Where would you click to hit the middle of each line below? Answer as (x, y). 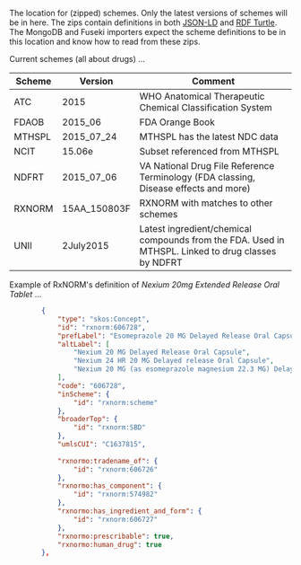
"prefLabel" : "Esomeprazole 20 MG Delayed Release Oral (163, 336)
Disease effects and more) (195, 188)
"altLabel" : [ (83, 344)
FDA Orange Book (177, 122)
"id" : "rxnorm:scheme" (116, 402)
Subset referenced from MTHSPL (209, 151)
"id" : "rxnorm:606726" (116, 469)
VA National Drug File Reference (207, 166)
